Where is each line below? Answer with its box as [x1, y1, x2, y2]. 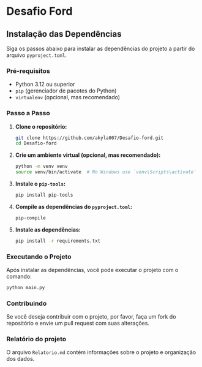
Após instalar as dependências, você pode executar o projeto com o [6, 267, 179, 274]
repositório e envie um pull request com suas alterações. [6, 320, 150, 327]
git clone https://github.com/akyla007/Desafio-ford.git [15, 135, 164, 141]
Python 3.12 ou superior [15, 81, 75, 88]
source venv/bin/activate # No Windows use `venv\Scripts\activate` [15, 169, 197, 175]
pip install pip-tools [15, 192, 73, 199]
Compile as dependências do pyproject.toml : [15, 203, 133, 210]
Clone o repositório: [15, 123, 67, 130]
